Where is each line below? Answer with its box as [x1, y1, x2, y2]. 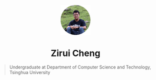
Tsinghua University [9, 69, 51, 75]
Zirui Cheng [51, 48, 100, 59]
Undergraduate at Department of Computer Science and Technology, [9, 64, 152, 70]
